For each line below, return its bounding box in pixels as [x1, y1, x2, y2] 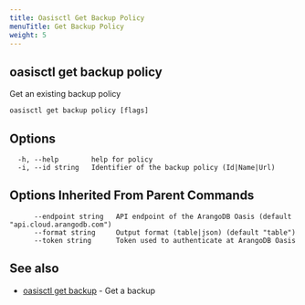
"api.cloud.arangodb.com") [9, 220, 112, 229]
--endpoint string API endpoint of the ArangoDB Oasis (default [33, 212, 292, 221]
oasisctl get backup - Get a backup [22, 285, 155, 296]
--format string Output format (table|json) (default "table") [33, 227, 297, 237]
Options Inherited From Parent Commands [9, 188, 255, 204]
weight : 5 [9, 30, 47, 39]
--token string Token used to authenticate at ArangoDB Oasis [33, 236, 297, 245]
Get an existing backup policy [9, 89, 121, 100]
